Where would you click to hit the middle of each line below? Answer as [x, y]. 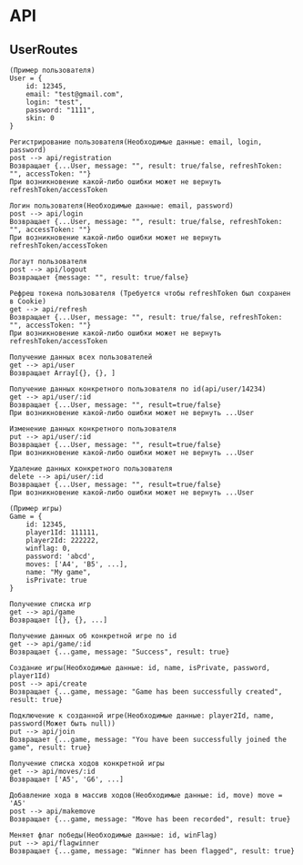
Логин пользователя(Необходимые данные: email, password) [121, 206]
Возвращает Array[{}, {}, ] [63, 373]
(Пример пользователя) [52, 70]
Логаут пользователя [49, 261]
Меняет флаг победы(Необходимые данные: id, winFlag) [114, 835]
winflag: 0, [48, 548]
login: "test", [55, 102]
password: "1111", [61, 110]
